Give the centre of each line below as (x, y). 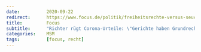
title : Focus (33, 23)
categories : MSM (31, 34)
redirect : (19, 17)
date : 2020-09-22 (40, 12)
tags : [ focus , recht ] (45, 39)
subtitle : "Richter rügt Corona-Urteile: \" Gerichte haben (88, 28)
